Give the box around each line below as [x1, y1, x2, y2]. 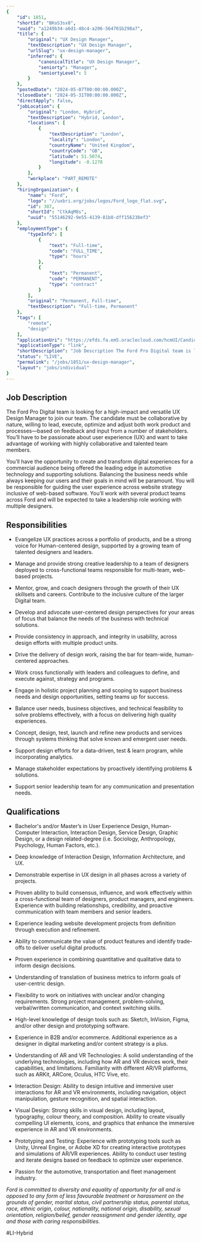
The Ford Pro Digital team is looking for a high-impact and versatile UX [6, 408, 181, 416]
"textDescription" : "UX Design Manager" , [28, 42, 133, 48]
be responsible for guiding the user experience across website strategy [6, 483, 182, 491]
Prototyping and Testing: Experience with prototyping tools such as [14, 1137, 181, 1144]
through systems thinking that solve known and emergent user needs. [14, 735, 187, 742]
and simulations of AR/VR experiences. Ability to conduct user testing [14, 1150, 187, 1157]
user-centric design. [14, 979, 65, 987]
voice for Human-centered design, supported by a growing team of [14, 542, 181, 549]
